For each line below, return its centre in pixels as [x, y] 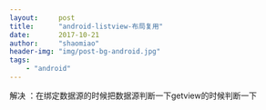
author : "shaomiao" [55, 43]
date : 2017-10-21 [55, 35]
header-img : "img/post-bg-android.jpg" [85, 52]
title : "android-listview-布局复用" [87, 26]
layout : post [42, 18]
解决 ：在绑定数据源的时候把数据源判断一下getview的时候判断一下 [133, 95]
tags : [20, 60]
